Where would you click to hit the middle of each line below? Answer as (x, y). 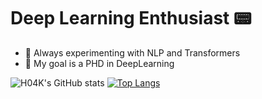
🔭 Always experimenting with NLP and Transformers (132, 52)
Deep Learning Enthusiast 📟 (131, 18)
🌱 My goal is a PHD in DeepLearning (99, 63)
